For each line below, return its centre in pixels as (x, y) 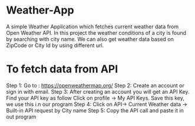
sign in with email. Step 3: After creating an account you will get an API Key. (98, 91)
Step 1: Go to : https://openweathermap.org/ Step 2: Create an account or (95, 85)
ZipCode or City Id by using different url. (55, 45)
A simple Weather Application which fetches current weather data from (92, 26)
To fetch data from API (62, 69)
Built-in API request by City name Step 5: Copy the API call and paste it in (95, 110)
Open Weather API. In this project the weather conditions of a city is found (96, 32)
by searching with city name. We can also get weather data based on (90, 39)
